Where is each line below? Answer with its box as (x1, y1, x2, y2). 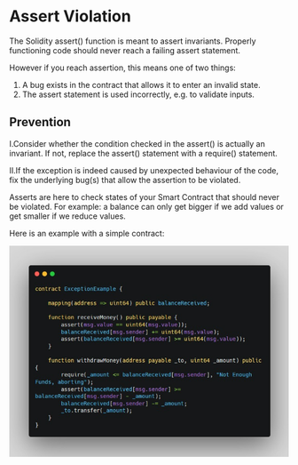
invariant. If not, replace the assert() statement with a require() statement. (9, 148, 278, 158)
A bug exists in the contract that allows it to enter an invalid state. (21, 79, 262, 90)
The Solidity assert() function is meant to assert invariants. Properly (9, 36, 256, 46)
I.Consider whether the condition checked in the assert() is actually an (9, 138, 266, 148)
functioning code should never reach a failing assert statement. (9, 44, 241, 55)
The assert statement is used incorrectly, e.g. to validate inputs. (21, 89, 255, 100)
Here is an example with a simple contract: (9, 228, 165, 238)
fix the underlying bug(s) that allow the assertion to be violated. (9, 174, 241, 185)
